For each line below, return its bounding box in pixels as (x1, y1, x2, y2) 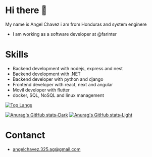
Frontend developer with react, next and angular (12, 81, 113, 87)
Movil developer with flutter (12, 87, 70, 93)
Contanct (5, 130, 45, 141)
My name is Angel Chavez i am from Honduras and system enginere (5, 21, 147, 27)
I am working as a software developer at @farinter (12, 31, 117, 37)
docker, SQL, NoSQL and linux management (12, 92, 105, 98)
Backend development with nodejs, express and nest (12, 65, 123, 71)
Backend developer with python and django (12, 76, 104, 82)
